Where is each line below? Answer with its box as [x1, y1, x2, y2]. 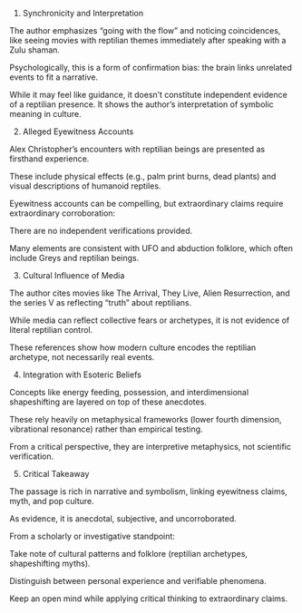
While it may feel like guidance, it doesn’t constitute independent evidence [9, 90, 287, 100]
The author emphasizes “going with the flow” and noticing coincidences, [9, 25, 281, 35]
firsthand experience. [9, 153, 90, 164]
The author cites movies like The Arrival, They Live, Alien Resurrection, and [9, 287, 290, 298]
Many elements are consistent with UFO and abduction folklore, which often [9, 243, 293, 253]
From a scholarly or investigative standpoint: [9, 530, 175, 541]
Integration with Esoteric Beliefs [22, 369, 142, 380]
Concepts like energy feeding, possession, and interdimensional [9, 387, 249, 397]
